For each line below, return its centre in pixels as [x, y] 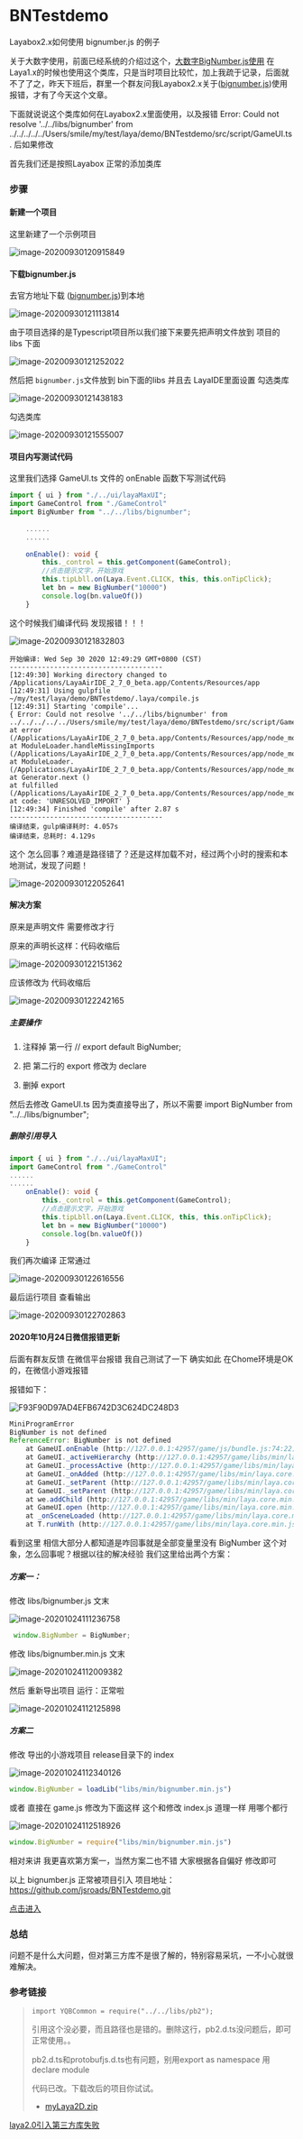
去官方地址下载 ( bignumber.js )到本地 [77, 296]
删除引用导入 [33, 1136]
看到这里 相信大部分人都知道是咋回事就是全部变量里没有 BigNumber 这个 [144, 1543]
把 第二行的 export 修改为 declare [84, 1066]
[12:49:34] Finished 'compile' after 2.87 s [94, 809]
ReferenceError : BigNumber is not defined [90, 1441]
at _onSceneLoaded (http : [74, 1516]
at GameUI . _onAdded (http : [76, 1474]
